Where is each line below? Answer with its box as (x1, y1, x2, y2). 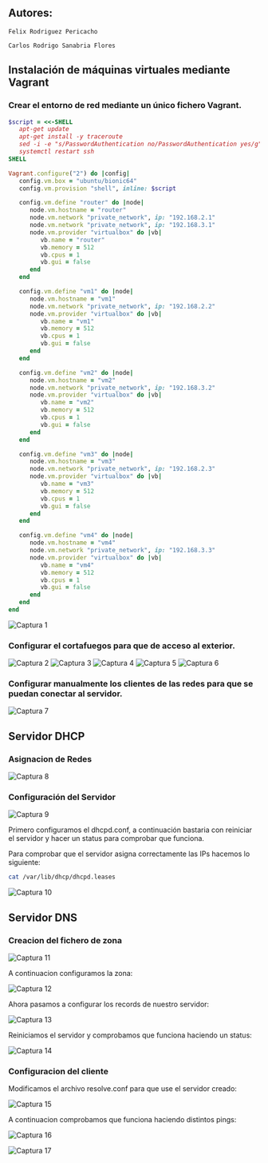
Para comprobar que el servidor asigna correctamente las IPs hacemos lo (8, 849, 250, 858)
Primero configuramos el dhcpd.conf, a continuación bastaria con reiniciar (8, 825, 253, 834)
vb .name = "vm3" (40, 480, 94, 488)
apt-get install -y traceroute (18, 133, 124, 141)
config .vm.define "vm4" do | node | (18, 532, 134, 540)
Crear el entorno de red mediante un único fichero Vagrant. (8, 100, 242, 111)
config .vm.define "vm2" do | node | (18, 368, 134, 376)
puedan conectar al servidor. (8, 688, 123, 699)
